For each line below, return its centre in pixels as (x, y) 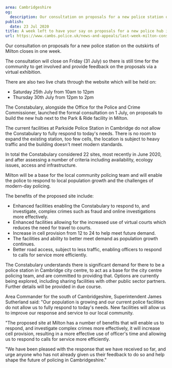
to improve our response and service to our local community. (70, 313)
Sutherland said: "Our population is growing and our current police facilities (85, 302)
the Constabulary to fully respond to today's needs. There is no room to (81, 134)
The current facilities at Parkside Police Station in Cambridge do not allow (83, 128)
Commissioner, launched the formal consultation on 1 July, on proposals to (84, 113)
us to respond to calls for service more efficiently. (58, 339)
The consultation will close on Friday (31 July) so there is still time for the (82, 61)
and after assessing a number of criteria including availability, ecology (79, 160)
